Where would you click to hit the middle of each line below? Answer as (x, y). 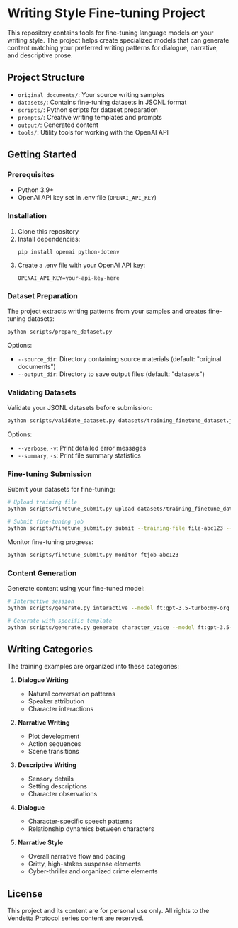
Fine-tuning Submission (50, 474)
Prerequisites (31, 175)
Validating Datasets (42, 392)
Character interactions (61, 709)
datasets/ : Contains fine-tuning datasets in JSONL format (102, 102)
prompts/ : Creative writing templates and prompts (90, 117)
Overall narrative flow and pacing (76, 856)
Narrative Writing (44, 723)
